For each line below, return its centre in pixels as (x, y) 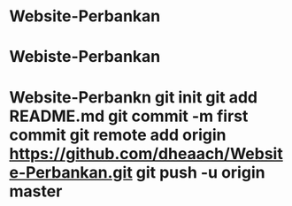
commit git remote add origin (118, 135)
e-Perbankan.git (71, 172)
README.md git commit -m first (129, 116)
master (36, 191)
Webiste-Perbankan (85, 57)
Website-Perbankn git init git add (134, 97)
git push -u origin (200, 172)
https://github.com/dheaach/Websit (146, 153)
